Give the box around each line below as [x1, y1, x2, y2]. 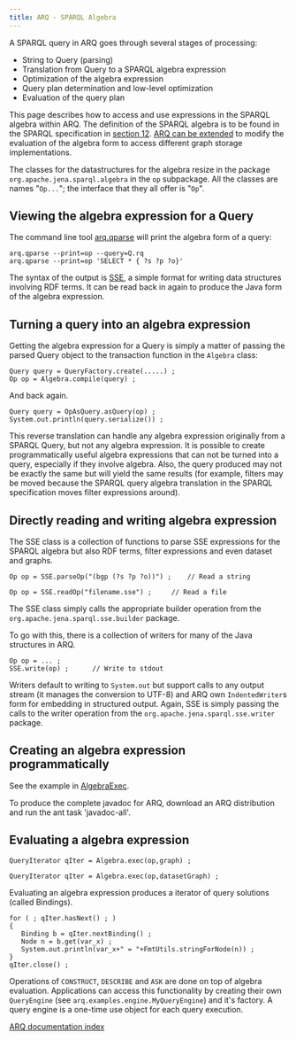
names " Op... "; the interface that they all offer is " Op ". [9, 182, 205, 193]
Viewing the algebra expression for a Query [9, 209, 254, 224]
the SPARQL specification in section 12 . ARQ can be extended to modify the [9, 128, 285, 138]
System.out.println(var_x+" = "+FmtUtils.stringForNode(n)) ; [20, 944, 254, 953]
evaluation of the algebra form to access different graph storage [9, 137, 243, 148]
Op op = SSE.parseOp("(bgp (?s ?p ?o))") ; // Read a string [9, 572, 251, 581]
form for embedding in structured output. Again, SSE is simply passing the [9, 699, 280, 710]
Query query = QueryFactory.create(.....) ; [9, 367, 176, 376]
